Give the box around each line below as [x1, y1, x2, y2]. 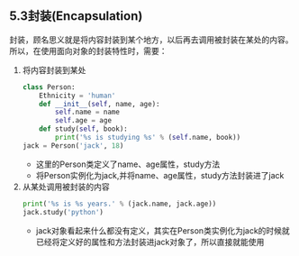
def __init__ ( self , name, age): [39, 99, 160, 108]
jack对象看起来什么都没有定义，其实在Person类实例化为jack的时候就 [35, 224, 290, 236]
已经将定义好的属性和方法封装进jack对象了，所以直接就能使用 [35, 236, 265, 247]
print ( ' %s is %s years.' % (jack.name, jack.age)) [22, 199, 217, 208]
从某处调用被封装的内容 [22, 181, 110, 192]
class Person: [22, 82, 76, 92]
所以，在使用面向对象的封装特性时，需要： [9, 45, 168, 56]
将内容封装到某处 [22, 64, 86, 75]
